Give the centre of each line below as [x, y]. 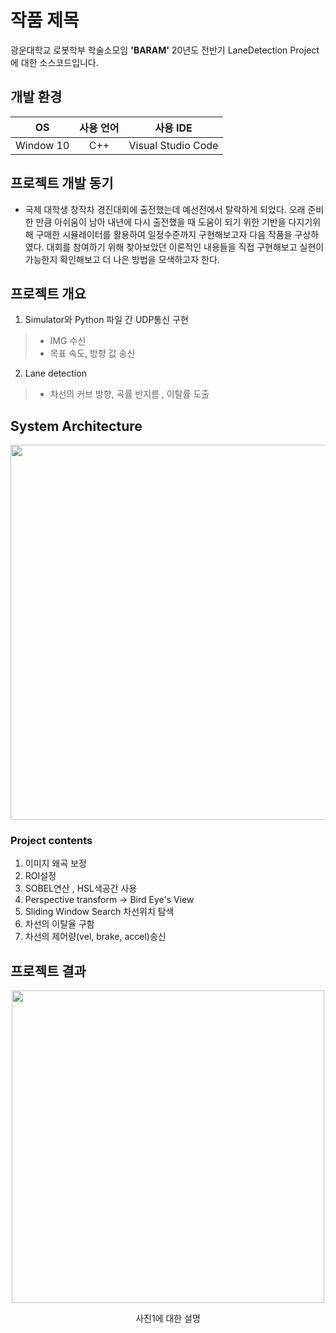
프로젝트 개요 [48, 293]
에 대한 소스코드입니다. [54, 62]
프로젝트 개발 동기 [62, 183]
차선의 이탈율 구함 [59, 924]
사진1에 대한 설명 [168, 1318]
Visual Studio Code [173, 145]
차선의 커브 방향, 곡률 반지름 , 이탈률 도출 [129, 394]
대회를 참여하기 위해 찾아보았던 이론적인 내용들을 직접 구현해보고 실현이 [185, 247]
